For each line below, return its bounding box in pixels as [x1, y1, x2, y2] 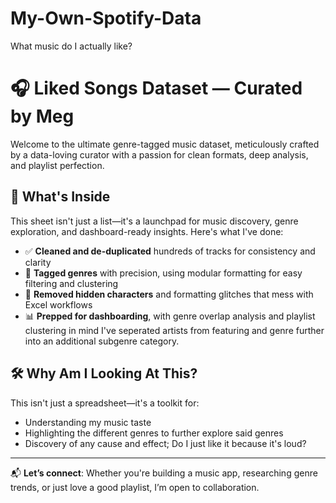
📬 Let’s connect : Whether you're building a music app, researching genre [10, 467, 318, 479]
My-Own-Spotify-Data [10, 7, 202, 30]
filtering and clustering [24, 277, 119, 289]
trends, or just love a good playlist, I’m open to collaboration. [10, 481, 260, 493]
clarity [24, 256, 52, 268]
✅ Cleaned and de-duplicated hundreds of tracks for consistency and [24, 245, 316, 257]
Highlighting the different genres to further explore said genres [24, 427, 284, 439]
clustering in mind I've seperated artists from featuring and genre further [24, 324, 325, 336]
